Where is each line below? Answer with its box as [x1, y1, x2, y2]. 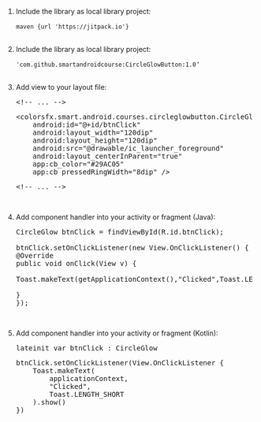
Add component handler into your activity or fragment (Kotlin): [15, 328, 218, 338]
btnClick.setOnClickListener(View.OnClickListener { [15, 358, 225, 367]
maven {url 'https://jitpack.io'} [15, 23, 129, 31]
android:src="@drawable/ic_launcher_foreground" [32, 144, 225, 153]
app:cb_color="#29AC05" [32, 160, 125, 168]
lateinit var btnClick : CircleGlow [15, 344, 158, 353]
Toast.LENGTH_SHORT [49, 390, 125, 398]
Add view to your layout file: [15, 83, 107, 91]
